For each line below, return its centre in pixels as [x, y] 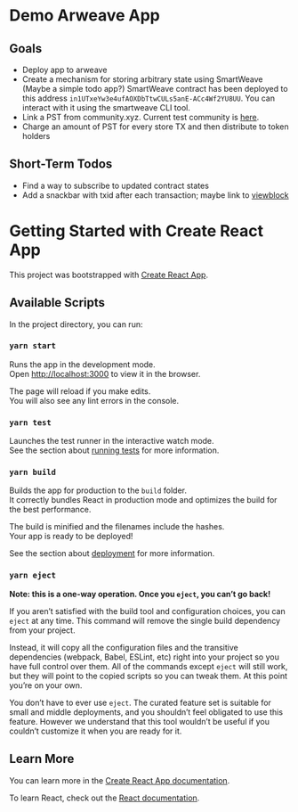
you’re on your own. [46, 685]
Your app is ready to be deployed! [71, 537]
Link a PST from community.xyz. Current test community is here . [141, 117]
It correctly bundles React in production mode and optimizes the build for [143, 500]
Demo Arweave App [85, 16]
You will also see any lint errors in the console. [94, 400]
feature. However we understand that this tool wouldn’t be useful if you [139, 721]
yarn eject [32, 575]
